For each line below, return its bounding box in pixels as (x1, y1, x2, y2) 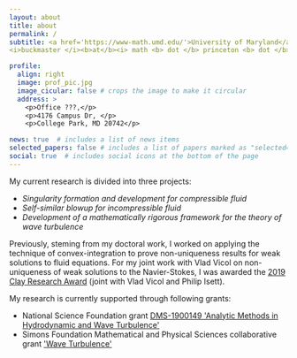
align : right (17, 70, 65, 80)
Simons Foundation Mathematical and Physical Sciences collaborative (21, 329, 277, 339)
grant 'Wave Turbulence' (21, 338, 112, 349)
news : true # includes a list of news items (9, 135, 179, 144)
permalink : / (9, 29, 57, 38)
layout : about (9, 12, 62, 22)
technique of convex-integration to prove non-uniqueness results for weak (9, 248, 281, 258)
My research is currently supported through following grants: (9, 293, 232, 303)
